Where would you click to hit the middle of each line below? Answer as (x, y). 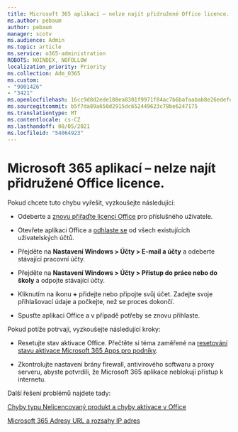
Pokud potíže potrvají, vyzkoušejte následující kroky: (84, 329)
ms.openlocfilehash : (38, 100)
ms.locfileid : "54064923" (45, 133)
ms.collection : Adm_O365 (44, 73)
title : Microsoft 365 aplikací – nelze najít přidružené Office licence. (119, 14)
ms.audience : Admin (36, 40)
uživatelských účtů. (46, 238)
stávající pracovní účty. (51, 259)
